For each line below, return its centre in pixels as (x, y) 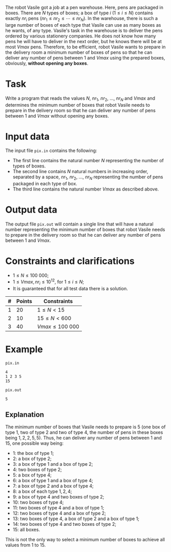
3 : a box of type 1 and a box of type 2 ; (53, 464)
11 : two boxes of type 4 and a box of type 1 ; (58, 508)
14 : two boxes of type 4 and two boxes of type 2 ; (65, 524)
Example (24, 349)
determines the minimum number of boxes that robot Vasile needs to (78, 105)
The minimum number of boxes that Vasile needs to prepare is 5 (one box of (85, 427)
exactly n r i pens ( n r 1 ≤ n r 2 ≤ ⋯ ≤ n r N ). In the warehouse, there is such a (81, 19)
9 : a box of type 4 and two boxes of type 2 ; (58, 497)
